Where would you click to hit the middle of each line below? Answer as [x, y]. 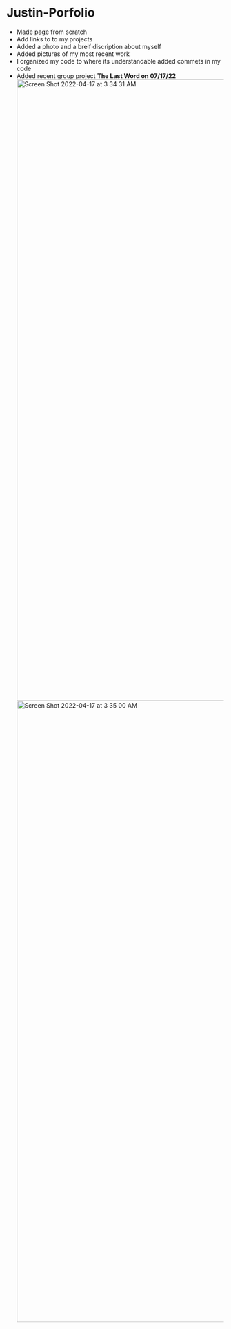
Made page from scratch [52, 32]
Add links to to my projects [54, 39]
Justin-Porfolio [51, 13]
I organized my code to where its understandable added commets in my [119, 61]
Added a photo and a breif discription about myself [89, 46]
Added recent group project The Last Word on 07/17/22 [96, 76]
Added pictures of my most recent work [73, 54]
